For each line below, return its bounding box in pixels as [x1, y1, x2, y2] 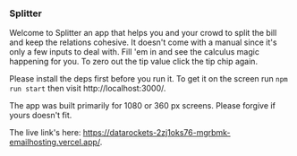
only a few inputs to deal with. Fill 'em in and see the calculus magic [9, 47, 259, 57]
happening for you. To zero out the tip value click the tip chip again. [9, 56, 258, 67]
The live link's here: [9, 127, 81, 138]
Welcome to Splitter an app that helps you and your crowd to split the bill [9, 28, 277, 39]
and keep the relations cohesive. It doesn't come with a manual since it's [9, 37, 277, 48]
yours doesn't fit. [9, 110, 72, 121]
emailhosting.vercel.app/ [9, 137, 100, 148]
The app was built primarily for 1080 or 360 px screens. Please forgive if [9, 100, 276, 111]
